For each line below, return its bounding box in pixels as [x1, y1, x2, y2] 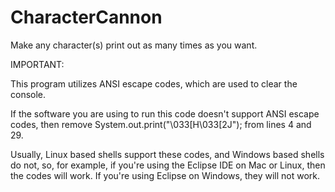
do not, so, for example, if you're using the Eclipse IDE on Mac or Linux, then [10, 159, 326, 171]
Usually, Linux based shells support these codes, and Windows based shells [10, 148, 325, 160]
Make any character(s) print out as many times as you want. [10, 39, 258, 51]
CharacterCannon [10, 6, 163, 29]
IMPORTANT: [10, 58, 65, 70]
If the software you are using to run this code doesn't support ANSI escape [10, 107, 320, 120]
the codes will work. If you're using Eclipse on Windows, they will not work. [10, 169, 321, 181]
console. [10, 88, 47, 100]
